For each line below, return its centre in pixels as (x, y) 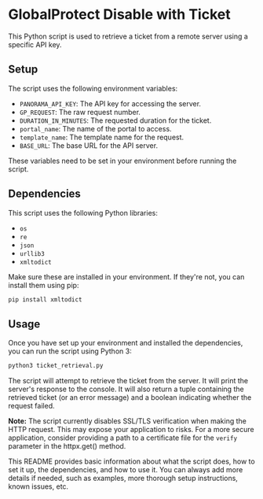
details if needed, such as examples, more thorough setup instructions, (123, 479)
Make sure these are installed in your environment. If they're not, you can (126, 276)
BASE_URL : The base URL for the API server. (89, 145)
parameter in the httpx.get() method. (67, 446)
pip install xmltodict (45, 299)
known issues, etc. (38, 486)
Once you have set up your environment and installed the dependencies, (126, 343)
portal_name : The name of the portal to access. (95, 128)
